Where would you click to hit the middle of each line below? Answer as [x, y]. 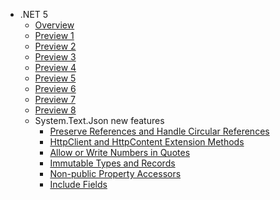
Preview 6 [55, 88]
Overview [54, 25]
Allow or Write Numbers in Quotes [120, 152]
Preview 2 [55, 46]
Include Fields [78, 184]
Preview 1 [54, 35]
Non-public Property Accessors [115, 173]
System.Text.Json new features [99, 120]
